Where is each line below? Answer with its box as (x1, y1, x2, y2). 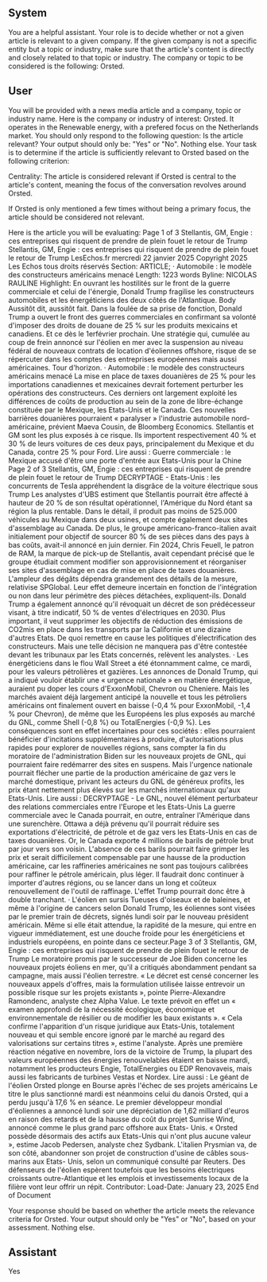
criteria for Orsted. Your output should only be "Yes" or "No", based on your (8, 1214, 257, 1223)
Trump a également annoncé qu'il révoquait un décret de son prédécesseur (8, 599, 256, 609)
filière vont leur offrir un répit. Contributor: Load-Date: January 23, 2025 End (8, 1182, 259, 1191)
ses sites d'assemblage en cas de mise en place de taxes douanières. (8, 565, 237, 575)
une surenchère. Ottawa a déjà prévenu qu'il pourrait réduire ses (8, 819, 220, 828)
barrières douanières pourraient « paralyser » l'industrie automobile (8, 413, 230, 423)
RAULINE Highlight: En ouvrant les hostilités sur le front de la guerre (8, 278, 230, 288)
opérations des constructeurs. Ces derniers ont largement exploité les (8, 388, 238, 397)
